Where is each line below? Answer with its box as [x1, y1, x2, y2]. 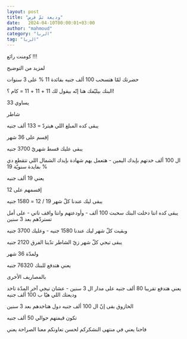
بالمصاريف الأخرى [7, 273, 46, 280]
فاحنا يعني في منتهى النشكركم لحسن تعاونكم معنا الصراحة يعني [7, 326, 147, 332]
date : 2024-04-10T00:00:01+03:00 [7, 20, 95, 26]
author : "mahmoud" [7, 25, 52, 32]
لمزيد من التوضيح [7, 64, 45, 71]
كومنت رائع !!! [7, 53, 38, 60]
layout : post [7, 8, 39, 15]
